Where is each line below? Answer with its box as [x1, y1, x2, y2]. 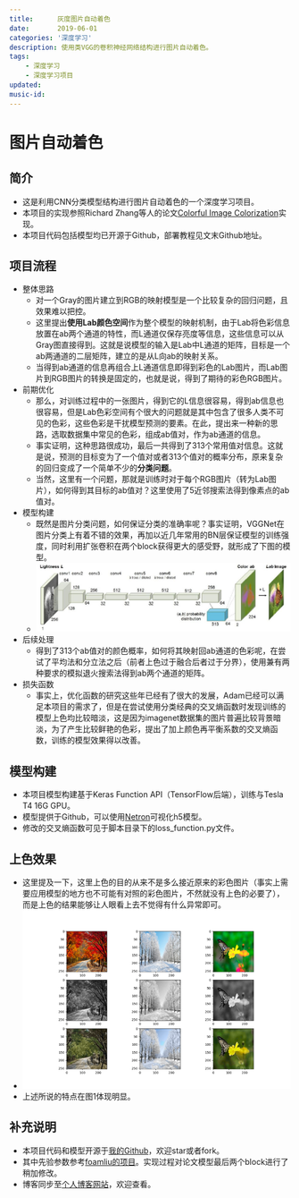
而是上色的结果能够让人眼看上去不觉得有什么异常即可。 [21, 899, 226, 910]
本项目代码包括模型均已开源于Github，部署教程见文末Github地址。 [21, 229, 267, 241]
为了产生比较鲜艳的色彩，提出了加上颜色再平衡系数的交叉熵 [51, 724, 270, 735]
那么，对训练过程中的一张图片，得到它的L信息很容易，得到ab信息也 [35, 395, 284, 406]
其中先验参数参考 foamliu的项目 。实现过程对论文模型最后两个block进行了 [21, 1156, 289, 1167]
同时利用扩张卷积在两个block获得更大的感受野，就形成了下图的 [51, 541, 283, 552]
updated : [9, 81, 42, 89]
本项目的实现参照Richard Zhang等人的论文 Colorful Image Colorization [21, 207, 279, 218]
